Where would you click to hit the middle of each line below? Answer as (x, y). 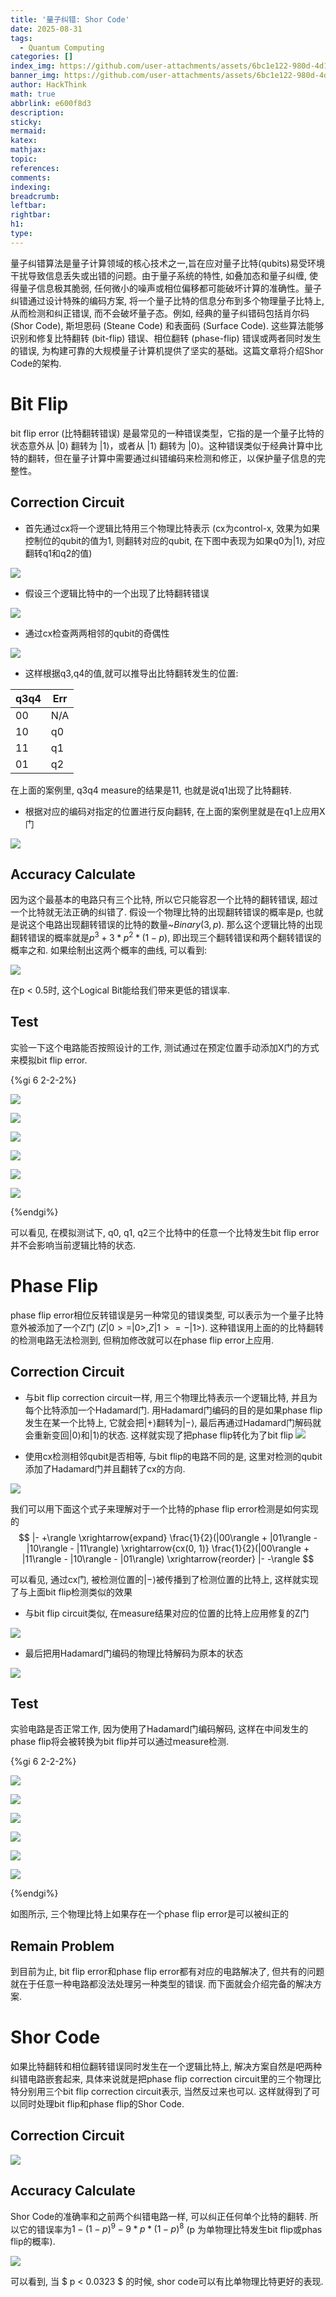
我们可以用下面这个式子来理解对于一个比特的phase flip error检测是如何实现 (165, 1508)
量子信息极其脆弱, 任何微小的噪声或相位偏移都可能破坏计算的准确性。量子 (170, 288)
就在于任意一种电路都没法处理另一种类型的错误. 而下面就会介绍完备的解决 (161, 1984)
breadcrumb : (35, 196)
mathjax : (28, 150)
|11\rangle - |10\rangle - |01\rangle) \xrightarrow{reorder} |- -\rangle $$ (168, 1558)
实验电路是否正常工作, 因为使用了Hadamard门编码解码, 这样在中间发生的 (159, 1729)
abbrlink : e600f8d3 (51, 103)
